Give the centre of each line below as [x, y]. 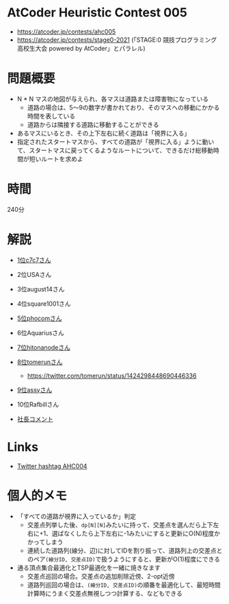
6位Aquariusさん [41, 333]
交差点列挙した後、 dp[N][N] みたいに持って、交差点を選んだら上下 [120, 524]
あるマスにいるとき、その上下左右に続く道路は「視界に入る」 [104, 133]
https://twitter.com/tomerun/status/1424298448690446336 [112, 376]
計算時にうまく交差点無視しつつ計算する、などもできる [105, 593]
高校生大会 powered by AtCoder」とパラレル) [81, 48]
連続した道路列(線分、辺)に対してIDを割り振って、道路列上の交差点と [125, 551]
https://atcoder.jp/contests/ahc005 [66, 32]
